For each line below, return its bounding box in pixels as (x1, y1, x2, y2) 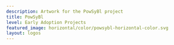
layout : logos (6, 30, 42, 36)
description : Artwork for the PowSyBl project (6, 8, 124, 15)
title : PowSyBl (6, 14, 44, 20)
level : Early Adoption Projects (6, 19, 86, 25)
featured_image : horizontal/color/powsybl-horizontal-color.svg (6, 25, 169, 31)
